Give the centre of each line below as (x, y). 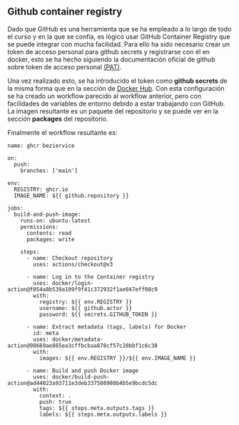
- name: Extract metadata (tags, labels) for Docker (106, 327)
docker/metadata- (78, 339)
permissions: (40, 227)
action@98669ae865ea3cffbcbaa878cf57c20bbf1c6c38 (83, 346)
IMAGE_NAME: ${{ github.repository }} (72, 196)
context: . (55, 396)
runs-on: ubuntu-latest (56, 221)
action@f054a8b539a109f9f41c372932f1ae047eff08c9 (83, 289)
